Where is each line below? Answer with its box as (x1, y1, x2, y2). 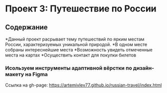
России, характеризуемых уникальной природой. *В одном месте (5, 41, 148, 47)
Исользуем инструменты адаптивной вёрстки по (5, 64, 132, 71)
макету (5, 70, 24, 77)
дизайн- (133, 64, 155, 71)
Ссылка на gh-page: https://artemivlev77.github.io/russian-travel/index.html (5, 82, 162, 88)
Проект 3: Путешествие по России (5, 3, 157, 14)
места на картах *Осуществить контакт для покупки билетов (5, 52, 136, 58)
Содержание (5, 23, 48, 31)
